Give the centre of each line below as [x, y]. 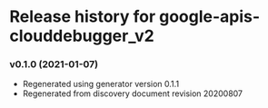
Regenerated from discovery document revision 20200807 [133, 93]
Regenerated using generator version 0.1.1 [101, 84]
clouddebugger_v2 [82, 36]
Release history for [83, 17]
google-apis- [209, 17]
